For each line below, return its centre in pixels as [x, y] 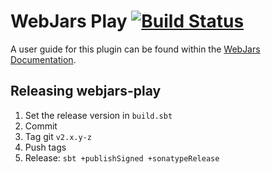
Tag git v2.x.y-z [58, 136]
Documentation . [43, 59]
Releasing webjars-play [86, 91]
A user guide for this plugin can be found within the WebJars [135, 49]
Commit [41, 126]
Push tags [45, 147]
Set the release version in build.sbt [98, 115]
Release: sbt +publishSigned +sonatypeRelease [122, 157]
